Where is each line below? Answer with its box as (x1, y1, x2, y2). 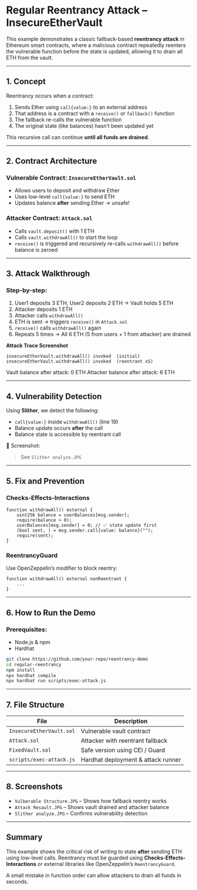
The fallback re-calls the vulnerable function (14, 116, 122, 123)
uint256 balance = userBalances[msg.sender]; (16, 512, 130, 518)
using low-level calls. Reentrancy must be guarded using (6, 854, 143, 861)
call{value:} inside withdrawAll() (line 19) (14, 418, 118, 425)
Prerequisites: (6, 625, 47, 634)
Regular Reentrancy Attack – (6, 4, 148, 17)
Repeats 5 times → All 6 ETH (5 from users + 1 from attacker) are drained (14, 331, 191, 338)
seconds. (6, 878, 29, 885)
